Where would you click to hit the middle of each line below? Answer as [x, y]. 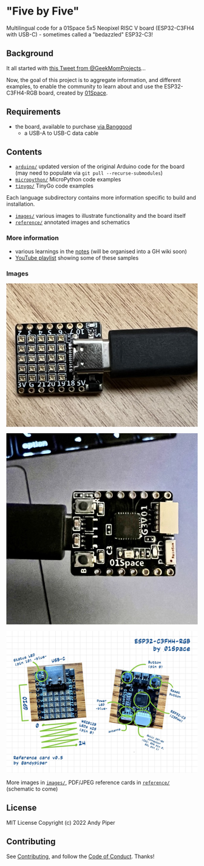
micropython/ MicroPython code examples [68, 180]
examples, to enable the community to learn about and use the [84, 86]
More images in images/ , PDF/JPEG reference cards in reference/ [88, 783]
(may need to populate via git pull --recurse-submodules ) [89, 173]
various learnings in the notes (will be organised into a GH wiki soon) [101, 251]
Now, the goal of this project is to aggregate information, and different [93, 79]
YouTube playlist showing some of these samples [77, 258]
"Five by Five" [43, 11]
